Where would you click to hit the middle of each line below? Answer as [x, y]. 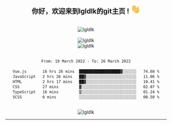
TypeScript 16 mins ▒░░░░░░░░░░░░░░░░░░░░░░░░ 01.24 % [86, 92]
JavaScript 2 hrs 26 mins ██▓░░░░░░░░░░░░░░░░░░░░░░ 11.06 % [86, 76]
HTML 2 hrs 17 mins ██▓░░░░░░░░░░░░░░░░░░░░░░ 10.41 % [86, 81]
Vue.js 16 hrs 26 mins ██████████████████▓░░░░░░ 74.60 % [86, 71]
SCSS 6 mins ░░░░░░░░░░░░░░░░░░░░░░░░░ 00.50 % [86, 97]
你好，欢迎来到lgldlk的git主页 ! [80, 12]
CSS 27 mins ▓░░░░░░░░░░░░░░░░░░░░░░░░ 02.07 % [86, 87]
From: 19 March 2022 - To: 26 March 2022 [86, 61]
